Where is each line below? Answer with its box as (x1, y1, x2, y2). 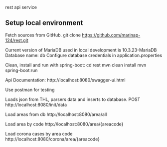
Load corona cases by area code (5, 130, 73, 136)
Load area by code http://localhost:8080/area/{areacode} (5, 121, 124, 127)
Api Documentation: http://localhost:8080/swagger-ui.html (5, 77, 126, 83)
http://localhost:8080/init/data (5, 101, 67, 107)
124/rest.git (5, 37, 28, 43)
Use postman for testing (5, 86, 55, 92)
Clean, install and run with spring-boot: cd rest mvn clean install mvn (5, 62, 147, 68)
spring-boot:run (5, 67, 38, 73)
